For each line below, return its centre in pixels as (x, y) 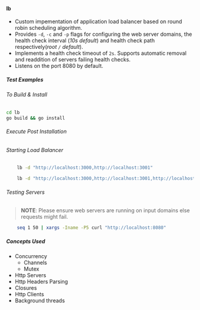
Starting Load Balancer (35, 150)
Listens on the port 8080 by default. (59, 66)
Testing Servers (26, 192)
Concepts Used (26, 241)
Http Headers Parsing (41, 282)
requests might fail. (44, 217)
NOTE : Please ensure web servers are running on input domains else (105, 210)
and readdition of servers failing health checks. (73, 60)
